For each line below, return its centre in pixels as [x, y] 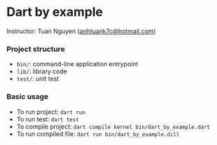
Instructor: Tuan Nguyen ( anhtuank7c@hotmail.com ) [81, 31]
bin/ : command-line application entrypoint [77, 64]
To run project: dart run [51, 112]
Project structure [36, 49]
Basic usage [28, 97]
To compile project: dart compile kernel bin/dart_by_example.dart [113, 126]
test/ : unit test [38, 79]
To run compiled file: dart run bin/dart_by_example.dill [98, 134]
